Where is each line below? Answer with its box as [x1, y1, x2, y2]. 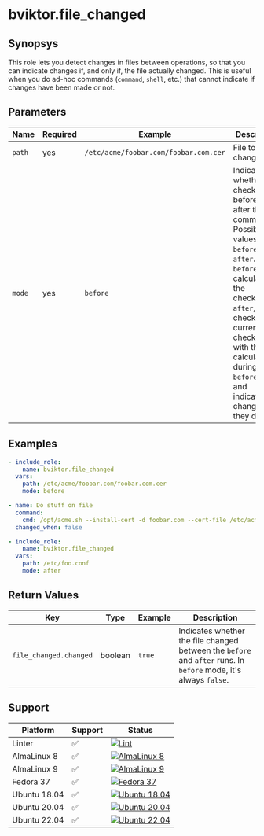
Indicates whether [178, 625, 246, 636]
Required [42, 128, 77, 139]
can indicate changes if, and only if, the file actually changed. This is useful [8, 66, 251, 75]
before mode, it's [178, 665, 242, 676]
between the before [178, 645, 251, 656]
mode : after [22, 567, 61, 575]
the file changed [178, 635, 239, 646]
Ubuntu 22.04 [12, 814, 64, 825]
